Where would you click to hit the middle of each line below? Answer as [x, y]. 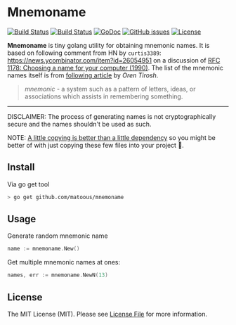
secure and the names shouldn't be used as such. [79, 124]
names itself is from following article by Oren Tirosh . [83, 75]
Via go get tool [28, 184]
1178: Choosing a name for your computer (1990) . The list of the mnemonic [115, 68]
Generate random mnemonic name [58, 236]
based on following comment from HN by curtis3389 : [84, 53]
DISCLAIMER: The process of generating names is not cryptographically [112, 116]
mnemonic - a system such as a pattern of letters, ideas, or [110, 89]
